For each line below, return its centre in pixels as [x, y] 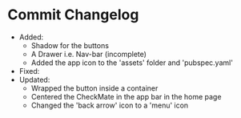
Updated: [34, 79]
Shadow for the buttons [70, 45]
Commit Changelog [73, 15]
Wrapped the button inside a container [94, 88]
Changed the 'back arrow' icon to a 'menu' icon [110, 105]
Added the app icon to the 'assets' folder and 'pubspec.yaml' [132, 63]
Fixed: [29, 71]
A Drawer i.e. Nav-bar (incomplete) [89, 54]
